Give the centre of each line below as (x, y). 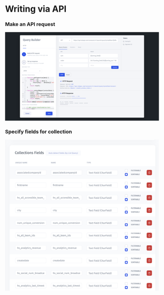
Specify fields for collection (39, 131)
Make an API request (30, 24)
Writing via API (36, 9)
